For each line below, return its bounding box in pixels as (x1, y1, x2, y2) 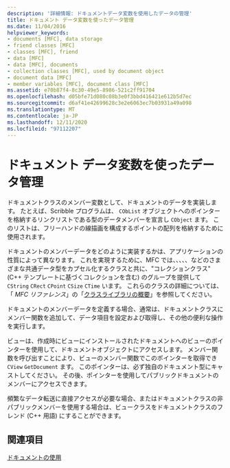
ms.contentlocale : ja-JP (7, 112, 78, 119)
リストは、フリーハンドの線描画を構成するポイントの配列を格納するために (12, 224, 224, 233)
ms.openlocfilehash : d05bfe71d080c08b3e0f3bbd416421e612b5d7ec (7, 94, 192, 100)
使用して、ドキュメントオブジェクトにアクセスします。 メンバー (30, 345, 212, 354)
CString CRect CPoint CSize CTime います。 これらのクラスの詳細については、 (7, 281, 223, 290)
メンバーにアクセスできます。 (7, 380, 91, 388)
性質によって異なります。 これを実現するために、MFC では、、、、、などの (7, 256, 209, 264)
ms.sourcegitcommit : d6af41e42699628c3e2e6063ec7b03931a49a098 (7, 100, 192, 107)
